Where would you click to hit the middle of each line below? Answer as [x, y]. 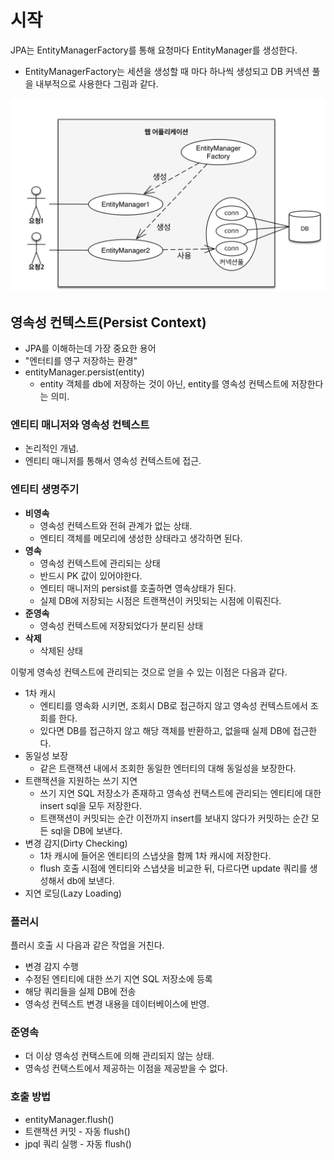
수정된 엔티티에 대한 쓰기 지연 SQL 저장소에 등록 [118, 979]
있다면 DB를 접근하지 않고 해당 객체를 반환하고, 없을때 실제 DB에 [165, 730]
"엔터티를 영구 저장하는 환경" [81, 361]
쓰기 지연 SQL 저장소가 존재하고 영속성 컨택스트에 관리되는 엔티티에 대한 [180, 793]
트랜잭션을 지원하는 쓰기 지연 [81, 780]
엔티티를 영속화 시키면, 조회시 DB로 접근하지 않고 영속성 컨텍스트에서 [173, 705]
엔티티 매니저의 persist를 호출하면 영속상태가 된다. [138, 588]
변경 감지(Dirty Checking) [76, 843]
